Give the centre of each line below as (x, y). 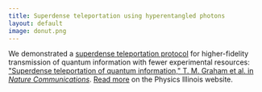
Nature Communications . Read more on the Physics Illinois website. (121, 79)
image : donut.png (37, 31)
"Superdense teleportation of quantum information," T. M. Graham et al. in (131, 71)
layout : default (35, 23)
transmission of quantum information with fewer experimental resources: (129, 62)
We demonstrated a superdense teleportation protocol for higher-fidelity (129, 54)
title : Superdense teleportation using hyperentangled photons (117, 16)
